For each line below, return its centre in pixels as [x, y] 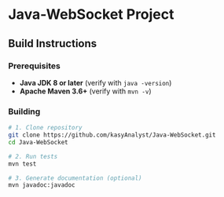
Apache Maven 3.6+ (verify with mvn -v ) [85, 91]
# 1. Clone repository [45, 128]
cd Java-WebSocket [38, 142]
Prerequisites [34, 66]
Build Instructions [53, 44]
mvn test [22, 164]
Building [24, 111]
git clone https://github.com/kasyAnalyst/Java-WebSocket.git [112, 135]
